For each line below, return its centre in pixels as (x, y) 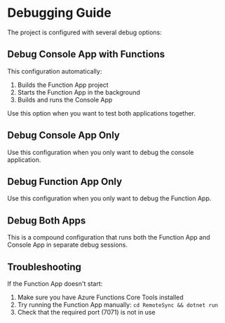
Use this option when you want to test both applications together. (102, 113)
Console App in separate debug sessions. (68, 245)
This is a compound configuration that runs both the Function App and (109, 238)
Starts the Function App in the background (79, 92)
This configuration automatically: (55, 71)
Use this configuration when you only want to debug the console (101, 152)
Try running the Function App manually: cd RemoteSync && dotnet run (118, 305)
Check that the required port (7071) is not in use (86, 312)
